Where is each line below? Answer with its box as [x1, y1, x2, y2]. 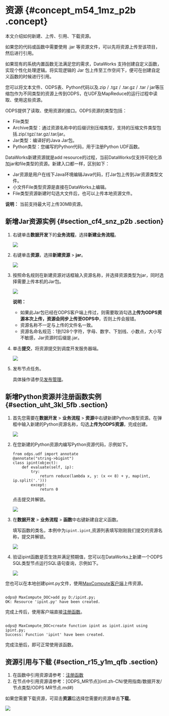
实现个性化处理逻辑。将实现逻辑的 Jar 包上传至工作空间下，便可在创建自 [5, 67, 156, 73]
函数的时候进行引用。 [9, 73, 54, 79]
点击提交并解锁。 [12, 496, 48, 502]
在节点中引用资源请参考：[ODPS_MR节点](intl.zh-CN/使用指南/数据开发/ [12, 678, 162, 685]
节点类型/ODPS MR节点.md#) [12, 685, 74, 691]
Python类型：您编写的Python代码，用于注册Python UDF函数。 [12, 144, 143, 150]
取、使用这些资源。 [5, 97, 45, 103]
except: [31, 482, 47, 488]
